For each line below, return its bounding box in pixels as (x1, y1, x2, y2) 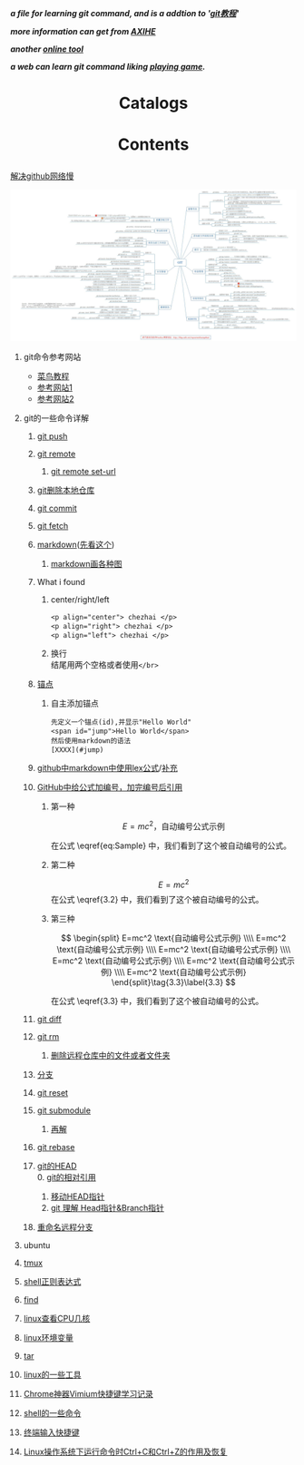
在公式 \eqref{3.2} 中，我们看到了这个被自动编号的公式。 (50, 894, 264, 905)
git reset (36, 1088, 69, 1099)
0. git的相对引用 (36, 1172, 96, 1183)
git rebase (36, 1142, 75, 1153)
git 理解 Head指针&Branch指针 (50, 1203, 164, 1214)
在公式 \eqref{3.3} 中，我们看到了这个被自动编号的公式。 (50, 996, 264, 1007)
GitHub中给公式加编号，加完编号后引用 (36, 782, 183, 793)
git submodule (36, 1105, 92, 1116)
